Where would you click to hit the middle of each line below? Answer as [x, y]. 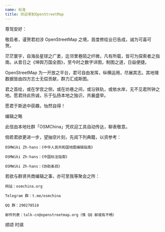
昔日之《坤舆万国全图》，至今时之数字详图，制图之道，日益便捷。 [83, 62]
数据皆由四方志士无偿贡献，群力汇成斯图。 [48, 79]
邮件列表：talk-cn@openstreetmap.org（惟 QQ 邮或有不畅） [61, 215]
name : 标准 [15, 10]
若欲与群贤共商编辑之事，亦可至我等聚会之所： [52, 176]
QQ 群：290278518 [22, 205]
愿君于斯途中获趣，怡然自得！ [35, 106]
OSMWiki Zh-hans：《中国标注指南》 [37, 157]
